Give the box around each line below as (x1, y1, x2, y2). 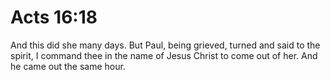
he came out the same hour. (10, 60, 126, 72)
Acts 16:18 (10, 6, 98, 29)
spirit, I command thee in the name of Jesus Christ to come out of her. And (10, 49, 318, 61)
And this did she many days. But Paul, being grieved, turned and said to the (10, 39, 321, 51)
